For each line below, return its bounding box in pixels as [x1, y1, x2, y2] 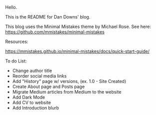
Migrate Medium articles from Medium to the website [12, 89, 122, 94]
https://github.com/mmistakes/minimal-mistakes [5, 29, 105, 34]
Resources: [5, 38, 28, 44]
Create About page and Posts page [12, 83, 85, 89]
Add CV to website [12, 99, 51, 105]
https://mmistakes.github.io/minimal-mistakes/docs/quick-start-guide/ [5, 48, 150, 54]
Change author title [12, 67, 52, 73]
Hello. [5, 4, 17, 10]
